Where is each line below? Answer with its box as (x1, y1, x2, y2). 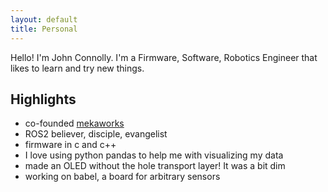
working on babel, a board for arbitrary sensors (24, 171, 221, 183)
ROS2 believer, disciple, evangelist (24, 128, 168, 140)
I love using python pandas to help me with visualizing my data (24, 149, 284, 161)
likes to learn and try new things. (10, 62, 145, 74)
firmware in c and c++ (24, 139, 117, 151)
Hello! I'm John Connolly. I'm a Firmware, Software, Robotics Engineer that (10, 51, 318, 63)
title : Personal (10, 24, 78, 34)
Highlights (10, 91, 77, 108)
